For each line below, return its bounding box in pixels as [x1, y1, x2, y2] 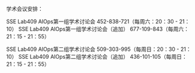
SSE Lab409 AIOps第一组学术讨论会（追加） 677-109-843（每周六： [18, 26, 189, 32]
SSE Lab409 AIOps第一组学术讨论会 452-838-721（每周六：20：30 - [6, 18, 178, 25]
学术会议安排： [6, 5, 43, 12]
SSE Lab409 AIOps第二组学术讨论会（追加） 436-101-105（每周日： [18, 53, 187, 60]
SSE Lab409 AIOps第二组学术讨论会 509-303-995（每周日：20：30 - [6, 45, 179, 53]
